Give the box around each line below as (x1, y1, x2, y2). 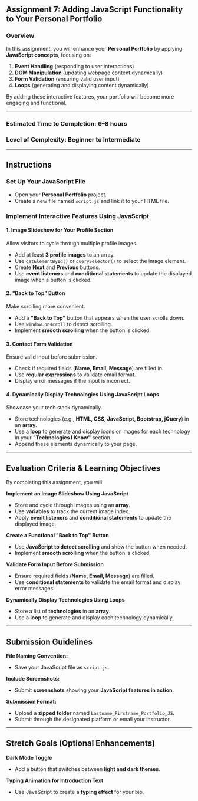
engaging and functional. (6, 99, 67, 106)
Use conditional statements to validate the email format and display (14, 579, 181, 586)
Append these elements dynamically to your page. (14, 441, 137, 448)
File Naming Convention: (6, 652, 68, 659)
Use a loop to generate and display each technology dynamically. (14, 614, 174, 621)
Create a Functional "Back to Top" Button (6, 532, 109, 539)
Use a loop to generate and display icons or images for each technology (14, 428, 190, 435)
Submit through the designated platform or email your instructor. (14, 715, 171, 723)
